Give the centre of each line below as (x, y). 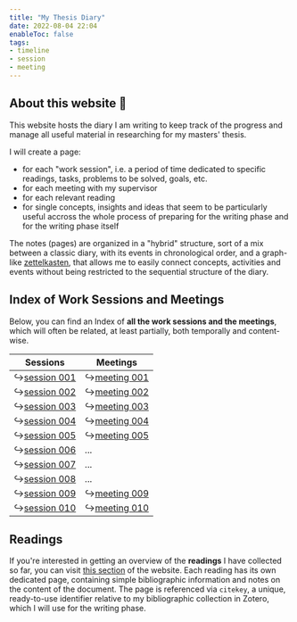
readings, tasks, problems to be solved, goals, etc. (115, 178)
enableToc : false (41, 34)
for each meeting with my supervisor (90, 187)
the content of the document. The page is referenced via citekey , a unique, (148, 589)
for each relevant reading (69, 197)
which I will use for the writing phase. (78, 609)
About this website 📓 (68, 104)
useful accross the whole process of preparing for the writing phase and (155, 216)
